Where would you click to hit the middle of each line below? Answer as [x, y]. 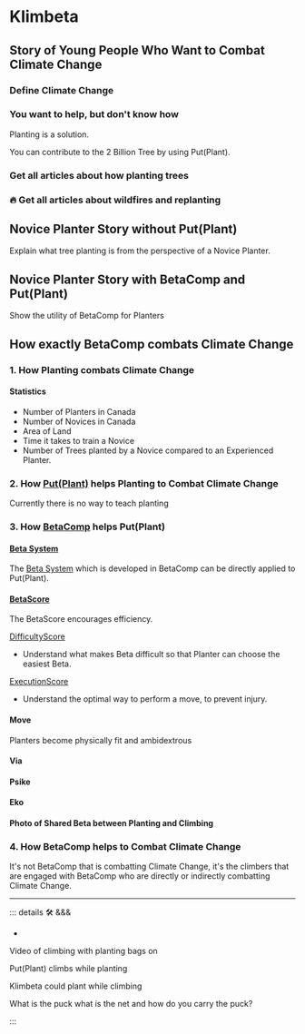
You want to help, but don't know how [94, 114]
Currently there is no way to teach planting [89, 503]
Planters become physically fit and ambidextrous [101, 740]
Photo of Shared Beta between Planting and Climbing [112, 822]
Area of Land [47, 431]
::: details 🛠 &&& [40, 912]
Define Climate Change [62, 90]
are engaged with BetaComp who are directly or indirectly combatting [140, 876]
